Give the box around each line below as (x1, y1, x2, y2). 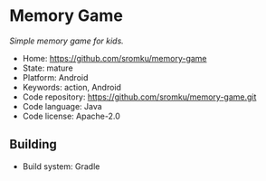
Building (9, 137, 57, 152)
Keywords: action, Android (22, 81, 122, 92)
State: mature (22, 62, 74, 73)
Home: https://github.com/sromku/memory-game (22, 52, 207, 63)
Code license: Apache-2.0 (22, 110, 120, 121)
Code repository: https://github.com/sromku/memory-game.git (22, 91, 257, 102)
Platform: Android (22, 71, 89, 82)
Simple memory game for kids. (9, 35, 124, 46)
